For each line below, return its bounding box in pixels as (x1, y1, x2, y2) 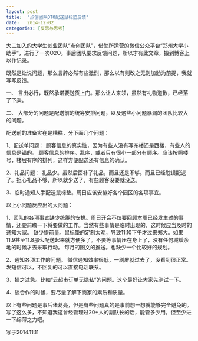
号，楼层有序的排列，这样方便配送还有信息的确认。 (6, 157, 130, 164)
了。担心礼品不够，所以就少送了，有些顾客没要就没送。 (6, 177, 140, 184)
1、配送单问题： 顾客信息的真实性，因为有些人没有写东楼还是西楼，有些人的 (6, 142, 190, 149)
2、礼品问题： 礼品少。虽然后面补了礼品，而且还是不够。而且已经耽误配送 (6, 169, 187, 176)
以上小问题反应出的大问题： (6, 202, 74, 209)
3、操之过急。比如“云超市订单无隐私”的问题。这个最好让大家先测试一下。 (6, 276, 184, 284)
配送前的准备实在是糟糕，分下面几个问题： (6, 129, 110, 137)
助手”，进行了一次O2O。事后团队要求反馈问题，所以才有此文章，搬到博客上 (6, 50, 190, 57)
